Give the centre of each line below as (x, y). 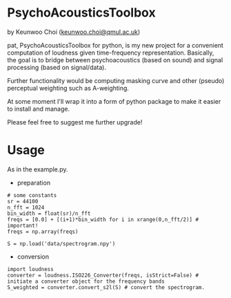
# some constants (32, 195)
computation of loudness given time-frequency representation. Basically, (111, 53)
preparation (33, 183)
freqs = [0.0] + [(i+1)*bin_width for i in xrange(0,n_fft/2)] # (103, 219)
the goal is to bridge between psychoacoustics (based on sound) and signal (115, 59)
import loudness (30, 269)
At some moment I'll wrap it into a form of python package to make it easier (114, 101)
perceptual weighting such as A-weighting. (68, 88)
